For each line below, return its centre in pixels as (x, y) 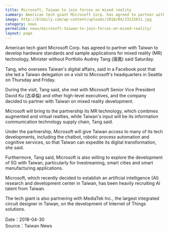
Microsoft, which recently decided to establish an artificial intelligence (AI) (82, 178)
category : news (21, 24)
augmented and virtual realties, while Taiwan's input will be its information (82, 116)
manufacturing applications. (34, 168)
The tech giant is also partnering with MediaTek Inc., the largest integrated (82, 198)
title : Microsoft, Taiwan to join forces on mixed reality (68, 10)
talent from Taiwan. (25, 189)
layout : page (19, 33)
